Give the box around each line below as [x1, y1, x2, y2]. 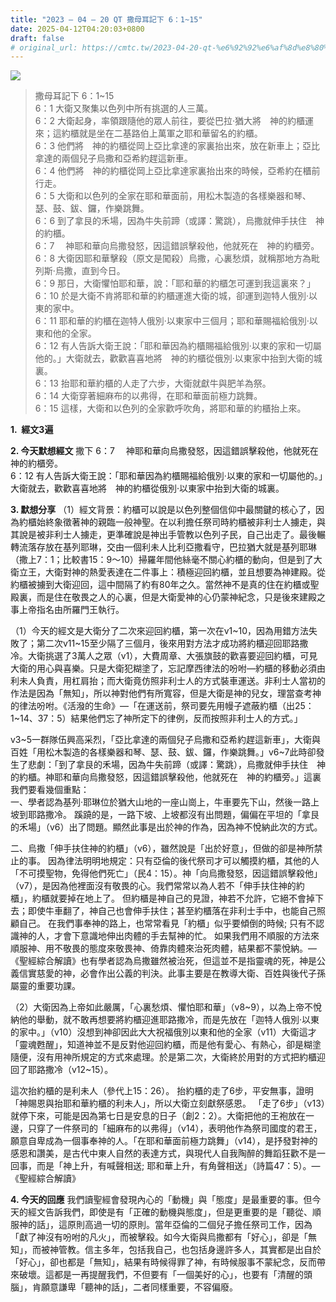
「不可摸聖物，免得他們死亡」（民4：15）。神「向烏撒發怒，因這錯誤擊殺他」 [10, 867, 323, 880]
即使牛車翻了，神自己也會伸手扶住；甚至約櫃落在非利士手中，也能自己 [27, 905, 317, 917]
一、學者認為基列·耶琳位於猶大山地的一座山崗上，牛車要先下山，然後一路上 [10, 796, 320, 808]
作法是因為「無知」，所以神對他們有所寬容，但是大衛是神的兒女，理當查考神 [10, 687, 322, 700]
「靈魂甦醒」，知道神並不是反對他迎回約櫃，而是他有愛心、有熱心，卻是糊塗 [10, 1039, 322, 1051]
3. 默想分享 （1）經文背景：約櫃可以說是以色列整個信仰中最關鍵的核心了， [10, 504, 316, 516]
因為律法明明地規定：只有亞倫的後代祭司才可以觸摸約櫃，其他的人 [47, 855, 320, 867]
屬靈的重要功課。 [10, 980, 81, 992]
